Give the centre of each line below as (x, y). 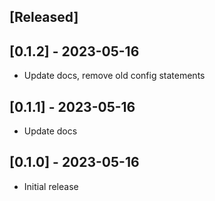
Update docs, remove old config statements (114, 76)
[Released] (44, 17)
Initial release (51, 186)
